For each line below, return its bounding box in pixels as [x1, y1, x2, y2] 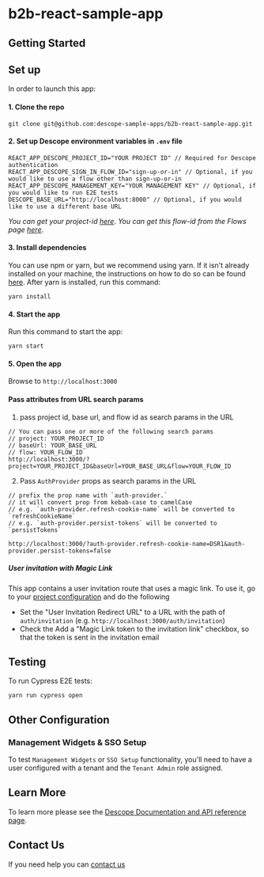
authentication [8, 161, 58, 169]
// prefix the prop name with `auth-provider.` [8, 492, 168, 499]
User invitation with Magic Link [8, 564, 113, 573]
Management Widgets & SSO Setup [8, 737, 147, 748]
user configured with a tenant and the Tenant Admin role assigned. [8, 763, 223, 773]
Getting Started [8, 36, 86, 50]
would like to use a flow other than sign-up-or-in [8, 175, 182, 183]
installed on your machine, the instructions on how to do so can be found [8, 269, 247, 278]
